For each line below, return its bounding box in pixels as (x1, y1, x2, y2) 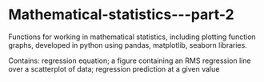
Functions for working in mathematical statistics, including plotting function (8, 32, 256, 41)
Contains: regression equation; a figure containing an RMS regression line (8, 56, 251, 65)
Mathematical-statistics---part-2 (8, 6, 234, 24)
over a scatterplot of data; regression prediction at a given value (8, 64, 220, 73)
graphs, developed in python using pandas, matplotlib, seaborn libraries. (8, 40, 248, 49)
